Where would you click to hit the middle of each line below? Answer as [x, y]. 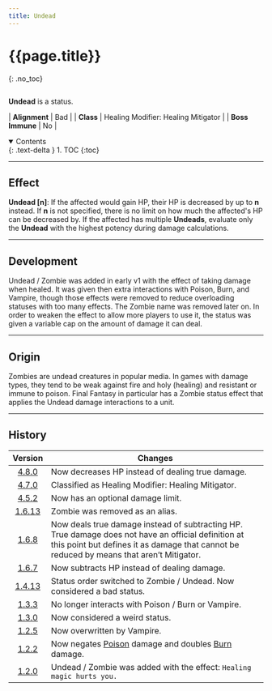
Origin [24, 357]
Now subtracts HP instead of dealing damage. [138, 568]
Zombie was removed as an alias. [115, 511]
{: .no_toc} [25, 79]
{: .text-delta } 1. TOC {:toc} [54, 150]
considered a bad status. [98, 591]
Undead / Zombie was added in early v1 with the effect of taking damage [130, 281]
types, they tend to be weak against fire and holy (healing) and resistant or [133, 385]
